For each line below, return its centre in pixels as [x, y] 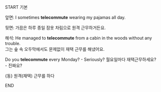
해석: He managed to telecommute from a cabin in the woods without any [79, 38]
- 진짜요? [14, 65]
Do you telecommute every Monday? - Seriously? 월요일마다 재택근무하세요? [81, 59]
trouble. [13, 43]
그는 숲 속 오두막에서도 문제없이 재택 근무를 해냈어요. [55, 49]
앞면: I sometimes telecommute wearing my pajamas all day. [65, 17]
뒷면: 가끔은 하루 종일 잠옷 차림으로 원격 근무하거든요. [55, 28]
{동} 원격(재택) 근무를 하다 [30, 76]
